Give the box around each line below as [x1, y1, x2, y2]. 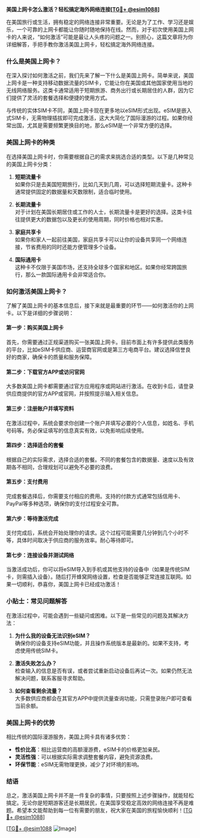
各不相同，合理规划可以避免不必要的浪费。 [11, 463, 116, 470]
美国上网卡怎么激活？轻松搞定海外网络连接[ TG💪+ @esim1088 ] [6, 6, 160, 13]
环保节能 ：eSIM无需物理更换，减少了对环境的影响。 [14, 760, 143, 768]
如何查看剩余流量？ [14, 687, 62, 694]
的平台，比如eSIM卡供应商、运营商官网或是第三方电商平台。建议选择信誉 [6, 346, 186, 353]
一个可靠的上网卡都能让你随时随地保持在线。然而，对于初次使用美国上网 [16, 26, 194, 33]
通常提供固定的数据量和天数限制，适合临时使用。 [14, 188, 135, 195]
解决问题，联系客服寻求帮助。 [14, 674, 88, 682]
